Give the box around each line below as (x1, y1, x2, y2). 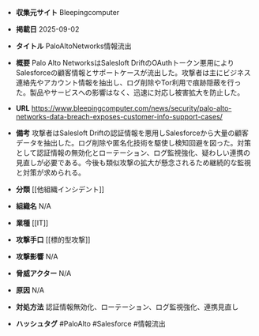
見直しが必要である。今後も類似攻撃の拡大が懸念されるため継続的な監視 (15, 158, 251, 167)
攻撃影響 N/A (15, 252, 58, 261)
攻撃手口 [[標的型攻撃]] (15, 235, 91, 244)
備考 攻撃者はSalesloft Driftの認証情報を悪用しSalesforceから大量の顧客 (15, 128, 249, 138)
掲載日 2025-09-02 (15, 25, 80, 34)
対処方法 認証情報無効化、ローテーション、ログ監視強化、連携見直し (15, 302, 239, 311)
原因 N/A (15, 285, 45, 295)
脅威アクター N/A (15, 269, 72, 277)
